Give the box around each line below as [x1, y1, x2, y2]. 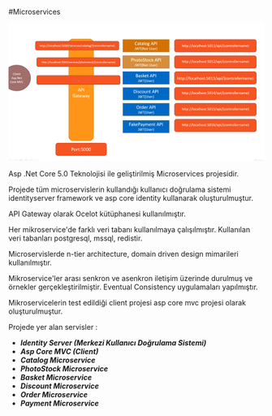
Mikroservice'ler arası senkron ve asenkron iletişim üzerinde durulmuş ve [8, 273, 253, 283]
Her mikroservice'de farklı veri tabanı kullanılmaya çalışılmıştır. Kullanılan [8, 224, 250, 234]
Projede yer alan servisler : [8, 322, 98, 331]
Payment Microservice [19, 398, 99, 408]
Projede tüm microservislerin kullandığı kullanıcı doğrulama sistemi [8, 184, 231, 194]
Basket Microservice [19, 372, 92, 382]
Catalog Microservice [19, 355, 96, 365]
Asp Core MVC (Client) [19, 346, 99, 356]
